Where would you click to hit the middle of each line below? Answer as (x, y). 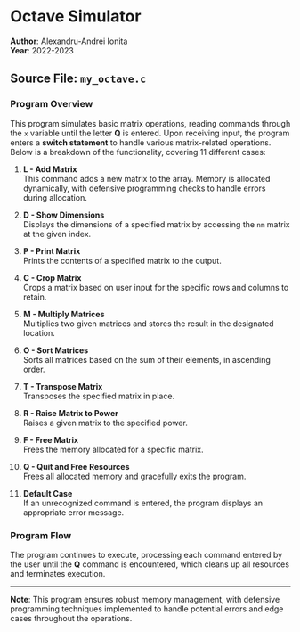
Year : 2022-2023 (42, 50)
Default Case (48, 493)
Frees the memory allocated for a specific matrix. (113, 449)
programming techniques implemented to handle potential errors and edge (147, 609)
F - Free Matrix (51, 439)
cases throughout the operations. (71, 618)
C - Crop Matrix (52, 277)
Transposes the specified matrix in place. (99, 396)
